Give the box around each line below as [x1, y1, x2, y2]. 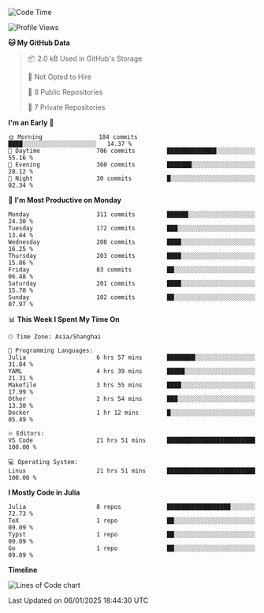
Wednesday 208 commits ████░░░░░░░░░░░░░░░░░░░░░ [8, 238, 256, 246]
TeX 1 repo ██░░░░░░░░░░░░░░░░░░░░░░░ [8, 517, 256, 525]
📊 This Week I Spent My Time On [8, 315, 120, 323]
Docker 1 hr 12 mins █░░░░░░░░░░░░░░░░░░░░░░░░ [8, 409, 256, 417]
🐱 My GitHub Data [8, 38, 71, 47]
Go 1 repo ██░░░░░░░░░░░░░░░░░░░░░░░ [8, 544, 256, 552]
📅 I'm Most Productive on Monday [8, 196, 122, 204]
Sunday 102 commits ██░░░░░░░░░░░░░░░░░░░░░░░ [8, 293, 256, 301]
